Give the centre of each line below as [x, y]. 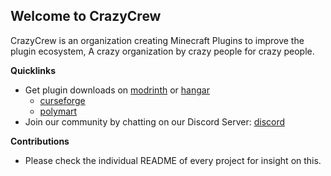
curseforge [62, 100]
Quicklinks [33, 70]
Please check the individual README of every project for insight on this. [173, 160]
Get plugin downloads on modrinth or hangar [117, 90]
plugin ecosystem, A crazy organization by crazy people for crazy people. [162, 51]
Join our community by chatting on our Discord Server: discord [155, 121]
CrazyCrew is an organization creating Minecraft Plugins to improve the [157, 40]
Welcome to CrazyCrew [86, 16]
